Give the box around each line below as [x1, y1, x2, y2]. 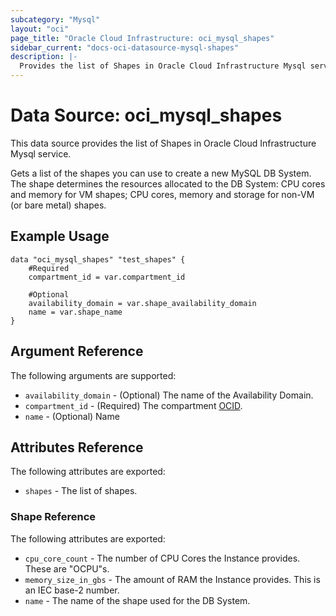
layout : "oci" [10, 24, 70, 34]
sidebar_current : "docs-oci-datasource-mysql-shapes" [10, 42, 240, 53]
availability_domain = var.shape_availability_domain [28, 298, 257, 308]
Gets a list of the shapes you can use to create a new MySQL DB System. [10, 167, 312, 179]
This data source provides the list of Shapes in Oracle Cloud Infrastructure [10, 137, 317, 149]
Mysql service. [10, 147, 72, 160]
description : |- [10, 52, 78, 62]
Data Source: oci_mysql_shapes [10, 104, 283, 127]
